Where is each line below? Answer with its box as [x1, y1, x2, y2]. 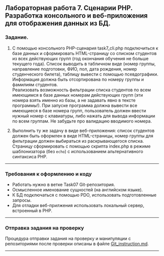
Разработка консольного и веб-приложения [5, 12, 148, 20]
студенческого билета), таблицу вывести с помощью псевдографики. [12, 71, 159, 77]
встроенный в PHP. [12, 207, 53, 213]
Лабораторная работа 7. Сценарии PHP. [5, 4, 133, 12]
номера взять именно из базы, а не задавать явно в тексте [12, 97, 136, 103]
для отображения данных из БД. [5, 19, 111, 27]
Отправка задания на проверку [5, 224, 84, 231]
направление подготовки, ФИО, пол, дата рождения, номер [12, 66, 137, 72]
